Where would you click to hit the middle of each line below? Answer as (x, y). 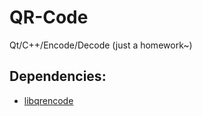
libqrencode (48, 100)
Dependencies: (58, 76)
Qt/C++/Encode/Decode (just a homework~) (101, 45)
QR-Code (49, 17)
